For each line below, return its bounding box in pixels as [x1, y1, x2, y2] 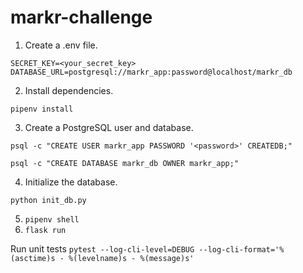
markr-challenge [10, 6, 153, 29]
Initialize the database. [24, 176, 118, 188]
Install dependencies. [24, 84, 114, 96]
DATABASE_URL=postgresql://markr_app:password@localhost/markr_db [10, 67, 293, 77]
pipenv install [10, 104, 74, 114]
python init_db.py [10, 195, 87, 205]
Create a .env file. [24, 39, 98, 51]
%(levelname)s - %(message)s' [68, 253, 195, 263]
